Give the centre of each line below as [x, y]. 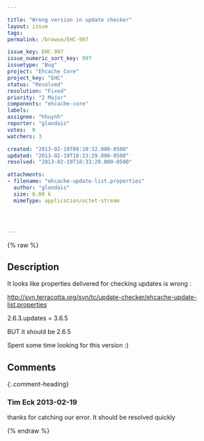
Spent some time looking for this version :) [68, 345]
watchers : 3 [24, 136]
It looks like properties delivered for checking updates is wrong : [99, 284]
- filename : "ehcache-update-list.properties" [76, 181]
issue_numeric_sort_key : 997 [49, 59]
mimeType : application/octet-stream [66, 201]
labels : [18, 110]
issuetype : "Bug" [32, 65]
